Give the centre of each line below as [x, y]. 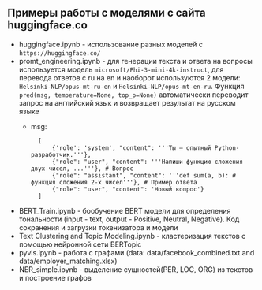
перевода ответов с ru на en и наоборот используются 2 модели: [129, 77]
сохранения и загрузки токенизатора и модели [98, 227]
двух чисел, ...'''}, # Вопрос [82, 169]
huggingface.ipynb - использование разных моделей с [110, 44]
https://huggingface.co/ [60, 53]
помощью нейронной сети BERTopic [80, 244]
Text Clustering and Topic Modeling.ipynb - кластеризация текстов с [132, 236]
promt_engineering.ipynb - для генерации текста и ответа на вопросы [136, 61]
